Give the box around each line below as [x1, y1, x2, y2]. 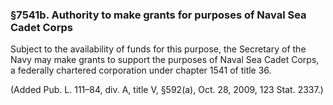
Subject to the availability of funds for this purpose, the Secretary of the [10, 43, 307, 55]
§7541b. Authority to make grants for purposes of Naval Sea [10, 8, 307, 22]
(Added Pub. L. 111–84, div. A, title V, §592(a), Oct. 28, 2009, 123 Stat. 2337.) [10, 84, 324, 96]
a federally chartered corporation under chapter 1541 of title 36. [10, 64, 272, 77]
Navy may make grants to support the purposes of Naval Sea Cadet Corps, [10, 54, 320, 66]
